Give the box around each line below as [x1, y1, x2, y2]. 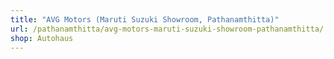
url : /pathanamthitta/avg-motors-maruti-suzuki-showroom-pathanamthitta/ [10, 24, 325, 34]
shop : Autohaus [10, 33, 74, 43]
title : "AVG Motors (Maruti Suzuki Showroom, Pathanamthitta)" [10, 14, 280, 25]
